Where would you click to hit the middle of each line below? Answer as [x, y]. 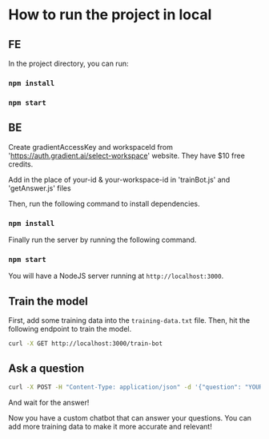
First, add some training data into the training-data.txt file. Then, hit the [129, 320]
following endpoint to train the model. [70, 329]
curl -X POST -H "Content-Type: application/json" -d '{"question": [125, 387]
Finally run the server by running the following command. [102, 240]
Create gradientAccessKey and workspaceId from [91, 147]
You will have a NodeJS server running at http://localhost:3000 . [116, 276]
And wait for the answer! [49, 402]
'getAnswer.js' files [40, 188]
